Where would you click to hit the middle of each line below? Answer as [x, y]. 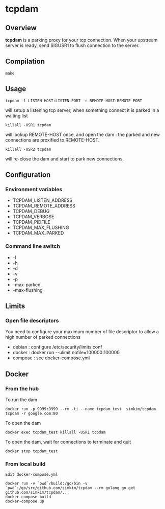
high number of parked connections [43, 337]
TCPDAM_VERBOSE [33, 217]
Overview [21, 28]
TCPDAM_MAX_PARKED [38, 233]
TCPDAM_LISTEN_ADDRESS [43, 200]
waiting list [17, 115]
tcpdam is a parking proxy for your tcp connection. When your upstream [81, 40]
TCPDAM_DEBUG [31, 211]
